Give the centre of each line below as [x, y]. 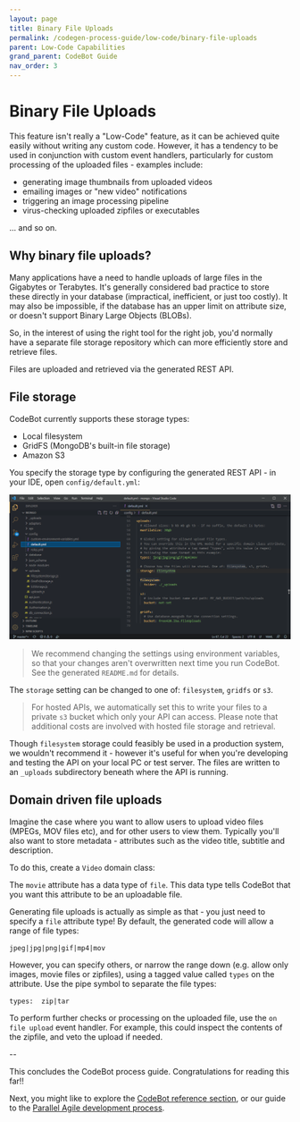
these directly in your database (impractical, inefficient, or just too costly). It [149, 296]
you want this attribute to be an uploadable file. [96, 894]
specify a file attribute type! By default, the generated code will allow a [142, 921]
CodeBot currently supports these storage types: [100, 418]
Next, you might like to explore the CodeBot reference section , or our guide [147, 1098]
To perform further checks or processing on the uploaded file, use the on [143, 1017]
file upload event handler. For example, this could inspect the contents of [146, 1027]
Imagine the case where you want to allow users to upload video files [137, 822]
